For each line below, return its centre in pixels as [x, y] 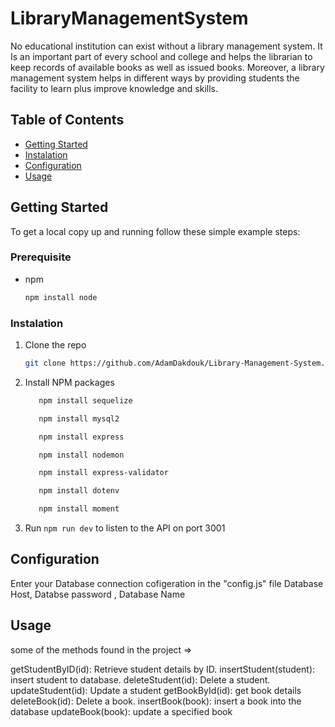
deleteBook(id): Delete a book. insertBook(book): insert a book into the [156, 701]
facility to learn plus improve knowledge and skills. [114, 88]
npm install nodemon [81, 455]
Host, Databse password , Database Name [98, 594]
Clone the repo [55, 345]
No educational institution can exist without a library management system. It [166, 46]
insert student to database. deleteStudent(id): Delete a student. [140, 679]
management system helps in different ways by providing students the [155, 78]
